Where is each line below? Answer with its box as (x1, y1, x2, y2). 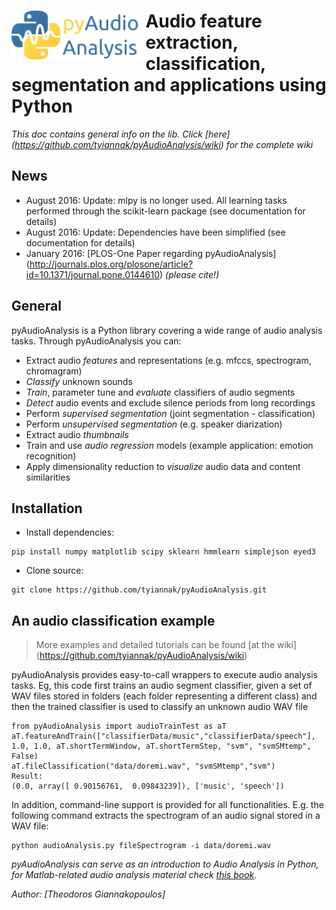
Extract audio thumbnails (25, 428, 129, 440)
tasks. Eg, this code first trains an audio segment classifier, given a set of (11, 680, 313, 692)
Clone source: (25, 565, 84, 577)
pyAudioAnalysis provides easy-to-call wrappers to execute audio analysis (11, 669, 318, 681)
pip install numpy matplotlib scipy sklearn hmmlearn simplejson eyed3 (11, 547, 316, 557)
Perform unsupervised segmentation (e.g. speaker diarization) (25, 418, 283, 430)
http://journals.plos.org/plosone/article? (29, 258, 194, 270)
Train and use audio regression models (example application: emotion (25, 439, 314, 451)
